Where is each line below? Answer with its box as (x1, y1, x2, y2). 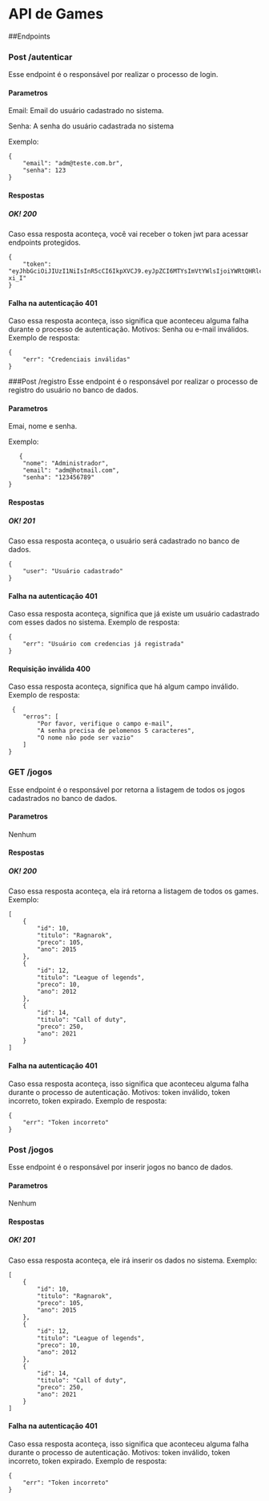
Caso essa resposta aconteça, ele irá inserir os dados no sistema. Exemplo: (8, 1255, 258, 1265)
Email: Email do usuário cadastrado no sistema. (8, 106, 164, 116)
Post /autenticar (8, 51, 73, 63)
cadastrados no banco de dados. (8, 793, 118, 803)
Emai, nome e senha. (8, 421, 78, 431)
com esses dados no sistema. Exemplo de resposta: (8, 617, 180, 627)
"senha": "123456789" (22, 474, 94, 482)
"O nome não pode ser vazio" (37, 734, 134, 742)
